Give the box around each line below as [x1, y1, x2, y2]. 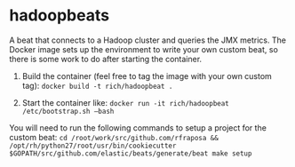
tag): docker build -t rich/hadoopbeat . [21, 80, 173, 91]
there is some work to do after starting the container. [9, 53, 203, 64]
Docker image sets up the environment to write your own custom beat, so [9, 44, 278, 54]
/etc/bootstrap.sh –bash [21, 107, 115, 115]
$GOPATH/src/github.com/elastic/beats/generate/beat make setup [9, 148, 252, 158]
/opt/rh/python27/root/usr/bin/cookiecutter [9, 141, 177, 150]
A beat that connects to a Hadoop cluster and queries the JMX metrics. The [9, 35, 287, 45]
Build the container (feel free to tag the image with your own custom [21, 70, 273, 81]
